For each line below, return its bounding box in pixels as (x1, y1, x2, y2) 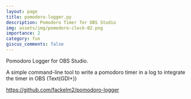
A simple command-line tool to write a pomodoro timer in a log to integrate (6, 69, 186, 76)
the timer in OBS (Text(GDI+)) (6, 74, 77, 82)
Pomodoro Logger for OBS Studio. (6, 57, 89, 64)
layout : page (6, 8, 38, 15)
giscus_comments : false (6, 42, 64, 47)
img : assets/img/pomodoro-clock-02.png (6, 25, 103, 31)
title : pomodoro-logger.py (6, 14, 72, 20)
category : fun (6, 36, 41, 42)
